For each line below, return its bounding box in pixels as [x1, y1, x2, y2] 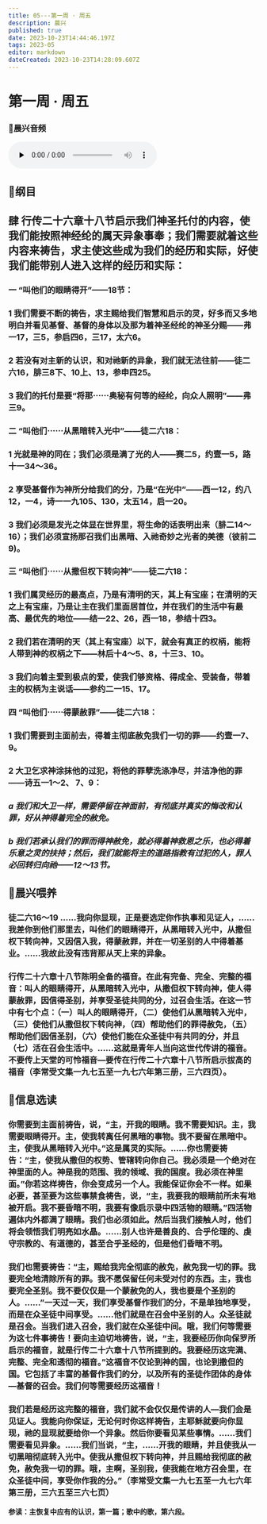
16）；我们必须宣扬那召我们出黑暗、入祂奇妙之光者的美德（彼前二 [8, 531, 257, 542]
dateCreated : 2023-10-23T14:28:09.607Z [8, 56, 140, 64]
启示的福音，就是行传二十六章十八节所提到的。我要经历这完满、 [8, 1345, 252, 1356]
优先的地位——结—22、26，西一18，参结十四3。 [32, 613, 222, 624]
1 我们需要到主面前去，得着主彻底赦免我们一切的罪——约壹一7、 [8, 730, 254, 741]
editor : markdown [8, 48, 66, 56]
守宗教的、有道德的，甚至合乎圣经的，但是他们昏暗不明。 [8, 1238, 227, 1249]
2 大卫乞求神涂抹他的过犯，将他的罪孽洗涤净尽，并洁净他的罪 [8, 765, 243, 776]
